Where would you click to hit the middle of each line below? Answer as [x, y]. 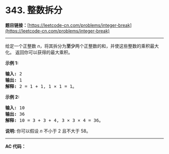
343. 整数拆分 [34, 10]
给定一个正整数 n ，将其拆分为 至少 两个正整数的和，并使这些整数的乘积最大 [82, 46]
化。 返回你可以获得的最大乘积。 [39, 52]
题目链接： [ [17, 25]
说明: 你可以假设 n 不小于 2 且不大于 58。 [48, 131]
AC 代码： [16, 146]
